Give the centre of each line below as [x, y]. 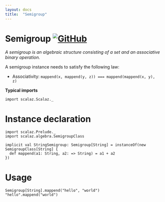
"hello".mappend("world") [31, 195]
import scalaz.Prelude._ [30, 132]
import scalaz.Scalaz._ [29, 100]
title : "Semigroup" [26, 14]
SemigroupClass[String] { [31, 149]
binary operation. [23, 58]
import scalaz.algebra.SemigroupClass [45, 136]
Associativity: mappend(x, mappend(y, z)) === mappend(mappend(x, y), [84, 76]
